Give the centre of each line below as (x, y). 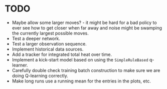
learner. (20, 65)
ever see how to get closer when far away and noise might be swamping (87, 27)
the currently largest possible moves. (50, 33)
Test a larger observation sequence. (49, 43)
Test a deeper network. (36, 38)
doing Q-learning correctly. (40, 75)
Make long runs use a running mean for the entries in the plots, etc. (81, 81)
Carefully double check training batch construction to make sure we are (86, 70)
